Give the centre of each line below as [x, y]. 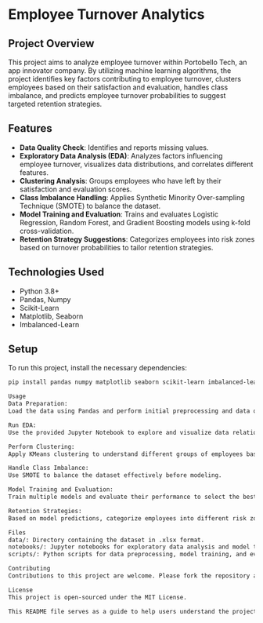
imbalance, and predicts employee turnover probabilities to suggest [117, 95]
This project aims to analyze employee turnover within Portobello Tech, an [128, 62]
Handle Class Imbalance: [49, 468]
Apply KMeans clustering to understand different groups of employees [126, 454]
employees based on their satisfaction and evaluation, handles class [118, 87]
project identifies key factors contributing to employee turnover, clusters [124, 79]
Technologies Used [56, 272]
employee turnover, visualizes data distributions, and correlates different [136, 164]
